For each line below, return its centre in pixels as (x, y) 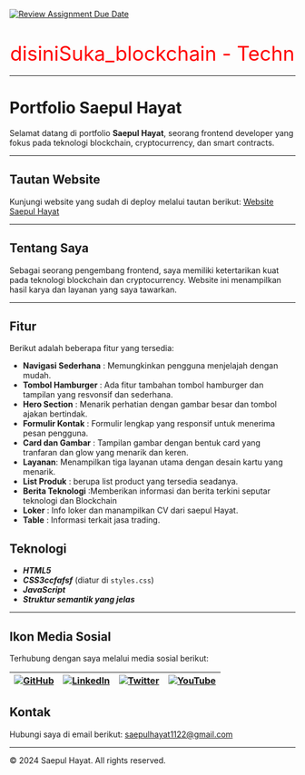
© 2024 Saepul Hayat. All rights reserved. (88, 760)
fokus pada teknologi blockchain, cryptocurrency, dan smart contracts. (142, 142)
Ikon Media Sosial (60, 637)
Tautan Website (55, 180)
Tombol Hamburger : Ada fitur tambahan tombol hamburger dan (143, 385)
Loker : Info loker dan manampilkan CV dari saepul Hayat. (130, 510)
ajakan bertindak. (55, 414)
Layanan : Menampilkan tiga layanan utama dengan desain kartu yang (152, 462)
